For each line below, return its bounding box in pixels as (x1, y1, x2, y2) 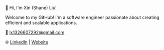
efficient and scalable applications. (5, 20, 77, 25)
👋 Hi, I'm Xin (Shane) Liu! (5, 5, 57, 10)
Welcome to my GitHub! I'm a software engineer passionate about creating (5, 14, 159, 20)
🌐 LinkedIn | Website (5, 39, 49, 45)
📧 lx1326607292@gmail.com (5, 29, 65, 35)
